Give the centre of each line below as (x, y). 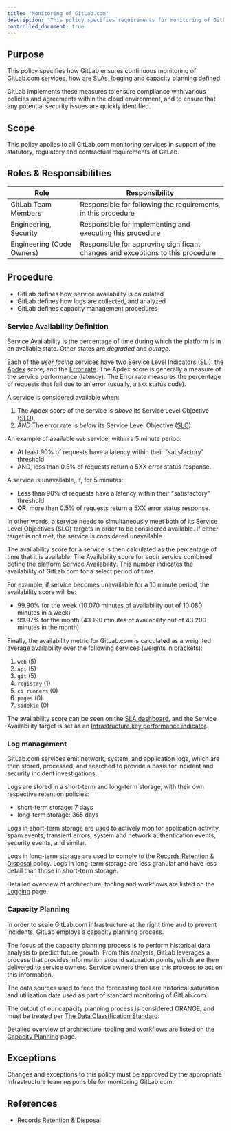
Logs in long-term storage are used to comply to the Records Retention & (111, 856)
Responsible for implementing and (135, 224)
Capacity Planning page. (42, 1036)
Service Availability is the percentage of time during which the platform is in (114, 341)
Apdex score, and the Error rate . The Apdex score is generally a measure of (114, 369)
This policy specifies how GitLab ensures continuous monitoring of (102, 71)
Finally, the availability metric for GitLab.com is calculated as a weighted (109, 640)
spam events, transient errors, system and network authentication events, (112, 835)
